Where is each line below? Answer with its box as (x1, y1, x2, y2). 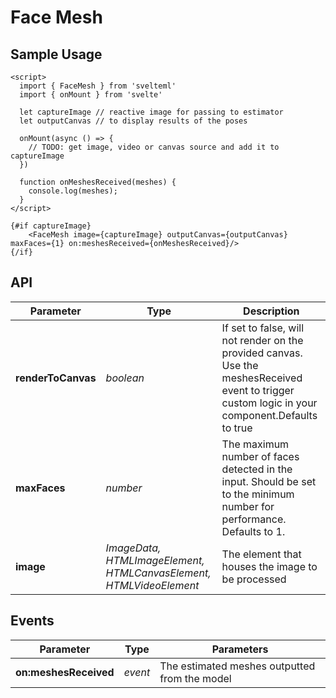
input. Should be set (221, 474, 317, 488)
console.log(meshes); (28, 186, 118, 196)
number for (221, 499, 275, 513)
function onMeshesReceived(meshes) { (19, 177, 177, 187)
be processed (221, 572, 287, 586)
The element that (221, 547, 302, 561)
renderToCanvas (15, 371, 97, 385)
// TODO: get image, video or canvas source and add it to (28, 142, 280, 152)
